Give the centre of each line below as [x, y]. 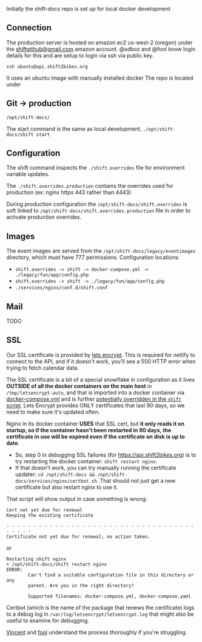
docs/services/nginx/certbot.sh [56, 481]
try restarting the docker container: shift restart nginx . [86, 461]
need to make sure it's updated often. [53, 412]
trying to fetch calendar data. [42, 368]
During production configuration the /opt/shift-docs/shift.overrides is [97, 204]
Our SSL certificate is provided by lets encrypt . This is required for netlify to [101, 354]
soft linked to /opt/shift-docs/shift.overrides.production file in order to [99, 211]
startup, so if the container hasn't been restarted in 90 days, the [89, 430]
